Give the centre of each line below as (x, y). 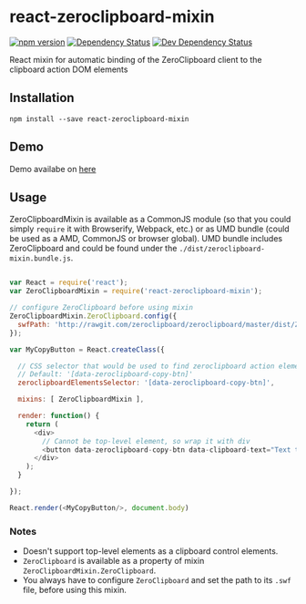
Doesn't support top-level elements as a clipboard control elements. (150, 551)
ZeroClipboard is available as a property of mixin (113, 561)
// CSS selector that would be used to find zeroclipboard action (146, 366)
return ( (42, 424)
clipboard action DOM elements (69, 69)
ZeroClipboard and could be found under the (93, 249)
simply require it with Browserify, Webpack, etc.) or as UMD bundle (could (149, 229)
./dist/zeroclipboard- (222, 249)
